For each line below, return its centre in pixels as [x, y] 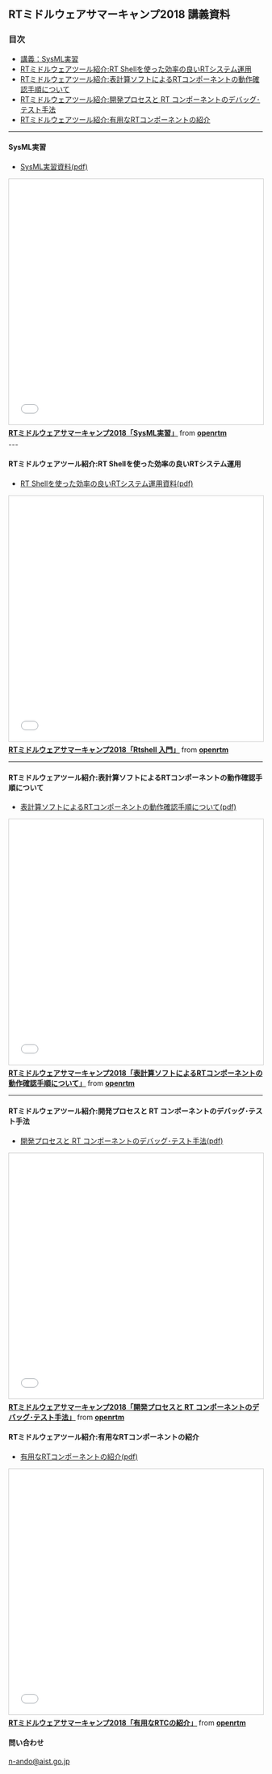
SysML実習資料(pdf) [54, 166]
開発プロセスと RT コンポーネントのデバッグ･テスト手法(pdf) [121, 1141]
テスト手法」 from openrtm [79, 1417]
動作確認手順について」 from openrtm [72, 1083]
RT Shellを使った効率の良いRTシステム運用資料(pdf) [107, 483]
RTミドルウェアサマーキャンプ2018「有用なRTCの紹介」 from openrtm [127, 1722]
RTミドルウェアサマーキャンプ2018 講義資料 [119, 15]
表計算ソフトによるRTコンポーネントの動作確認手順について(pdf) [128, 807]
